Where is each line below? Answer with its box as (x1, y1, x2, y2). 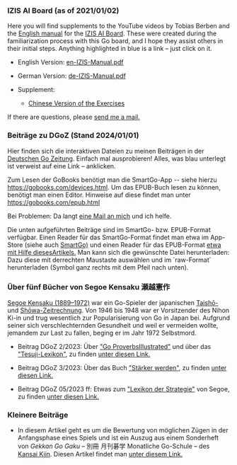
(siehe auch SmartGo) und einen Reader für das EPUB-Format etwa (24, 240, 221, 249)
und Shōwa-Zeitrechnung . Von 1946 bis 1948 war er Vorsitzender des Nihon (7, 306, 230, 314)
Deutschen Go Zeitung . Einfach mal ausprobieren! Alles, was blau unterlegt (7, 154, 226, 163)
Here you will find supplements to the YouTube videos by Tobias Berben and (7, 22, 230, 30)
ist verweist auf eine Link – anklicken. (7, 161, 116, 170)
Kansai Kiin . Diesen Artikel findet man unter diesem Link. (17, 450, 183, 459)
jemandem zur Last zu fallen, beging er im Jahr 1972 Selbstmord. (7, 328, 197, 337)
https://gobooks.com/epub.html (7, 197, 100, 207)
